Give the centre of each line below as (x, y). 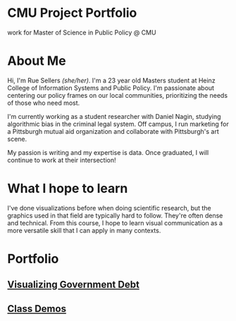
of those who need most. (44, 103)
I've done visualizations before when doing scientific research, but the (109, 208)
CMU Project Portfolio (72, 13)
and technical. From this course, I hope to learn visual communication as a (115, 222)
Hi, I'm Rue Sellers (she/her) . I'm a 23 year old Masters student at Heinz (112, 80)
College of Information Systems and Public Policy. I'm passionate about (111, 88)
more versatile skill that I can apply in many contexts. (84, 230)
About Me (37, 61)
